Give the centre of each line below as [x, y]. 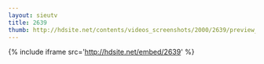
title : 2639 [27, 23]
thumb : [19, 30]
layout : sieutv [33, 15]
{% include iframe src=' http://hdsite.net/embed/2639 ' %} [101, 52]
